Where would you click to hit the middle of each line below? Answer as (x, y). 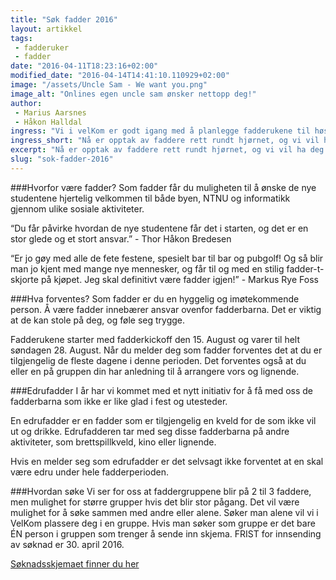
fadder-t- (305, 268)
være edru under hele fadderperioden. (90, 472)
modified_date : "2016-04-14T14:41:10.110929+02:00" (120, 76)
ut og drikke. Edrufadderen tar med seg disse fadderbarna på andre (150, 431)
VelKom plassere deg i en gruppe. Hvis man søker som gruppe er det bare (163, 523)
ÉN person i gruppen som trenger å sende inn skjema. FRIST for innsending (166, 533)
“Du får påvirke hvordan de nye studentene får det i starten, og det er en (159, 228)
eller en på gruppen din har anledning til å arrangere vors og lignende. (155, 371)
